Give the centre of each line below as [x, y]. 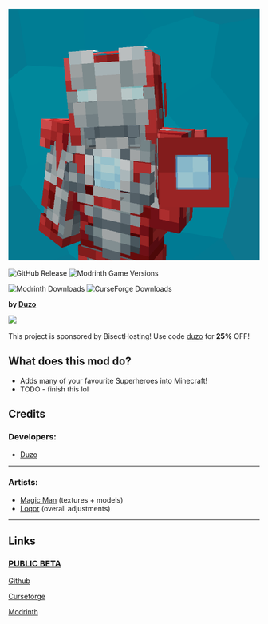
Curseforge [27, 597]
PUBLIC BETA [35, 564]
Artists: [23, 483]
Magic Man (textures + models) [71, 499]
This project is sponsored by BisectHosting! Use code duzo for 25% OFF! [129, 336]
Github [19, 581]
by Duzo [22, 304]
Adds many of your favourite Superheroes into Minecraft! [114, 380]
